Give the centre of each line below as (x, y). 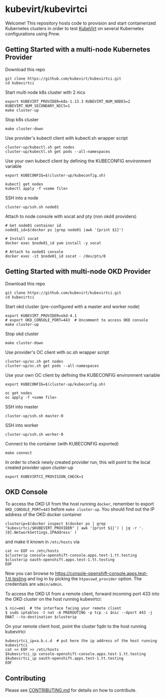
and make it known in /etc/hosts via (42, 542)
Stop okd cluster (22, 334)
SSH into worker (22, 425)
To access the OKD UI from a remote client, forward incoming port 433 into (82, 594)
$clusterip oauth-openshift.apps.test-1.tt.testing (60, 560)
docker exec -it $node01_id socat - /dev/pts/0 (56, 256)
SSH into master (22, 406)
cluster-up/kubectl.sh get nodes (40, 147)
